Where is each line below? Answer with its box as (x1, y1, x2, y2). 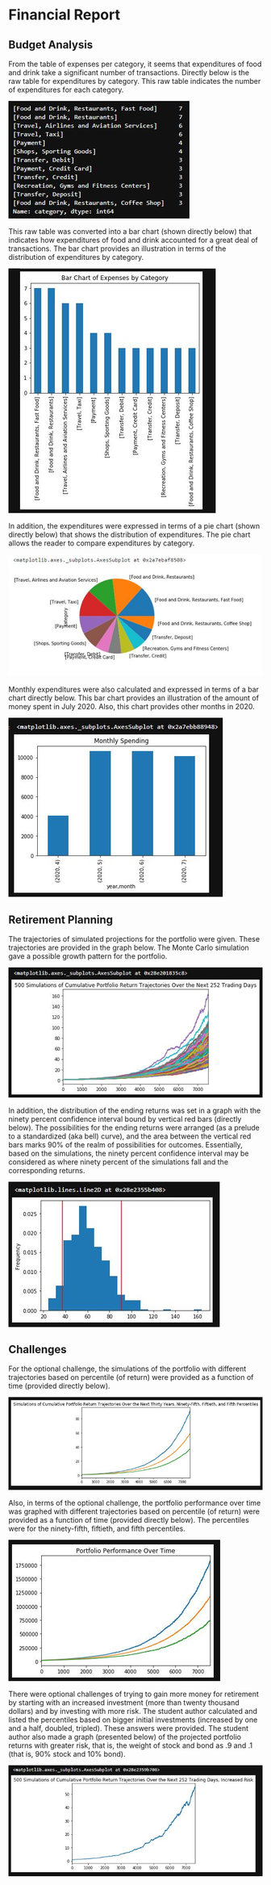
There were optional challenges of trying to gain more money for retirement (8, 1689, 260, 1699)
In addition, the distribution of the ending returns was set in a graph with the (8, 1106, 261, 1115)
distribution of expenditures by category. (8, 253, 144, 261)
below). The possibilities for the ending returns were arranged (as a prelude (8, 1122, 261, 1132)
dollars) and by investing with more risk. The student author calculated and (8, 1707, 258, 1716)
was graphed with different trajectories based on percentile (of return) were (8, 1507, 261, 1516)
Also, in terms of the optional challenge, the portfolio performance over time (8, 1498, 261, 1508)
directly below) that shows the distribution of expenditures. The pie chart (8, 530, 251, 539)
